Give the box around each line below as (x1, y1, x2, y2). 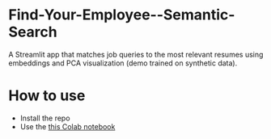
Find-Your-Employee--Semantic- (8, 6, 235, 24)
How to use (8, 86, 86, 105)
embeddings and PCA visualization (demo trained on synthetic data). (8, 58, 238, 68)
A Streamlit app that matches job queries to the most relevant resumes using (8, 49, 264, 59)
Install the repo (19, 113, 70, 123)
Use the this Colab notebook (19, 121, 116, 131)
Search (8, 23, 58, 41)
